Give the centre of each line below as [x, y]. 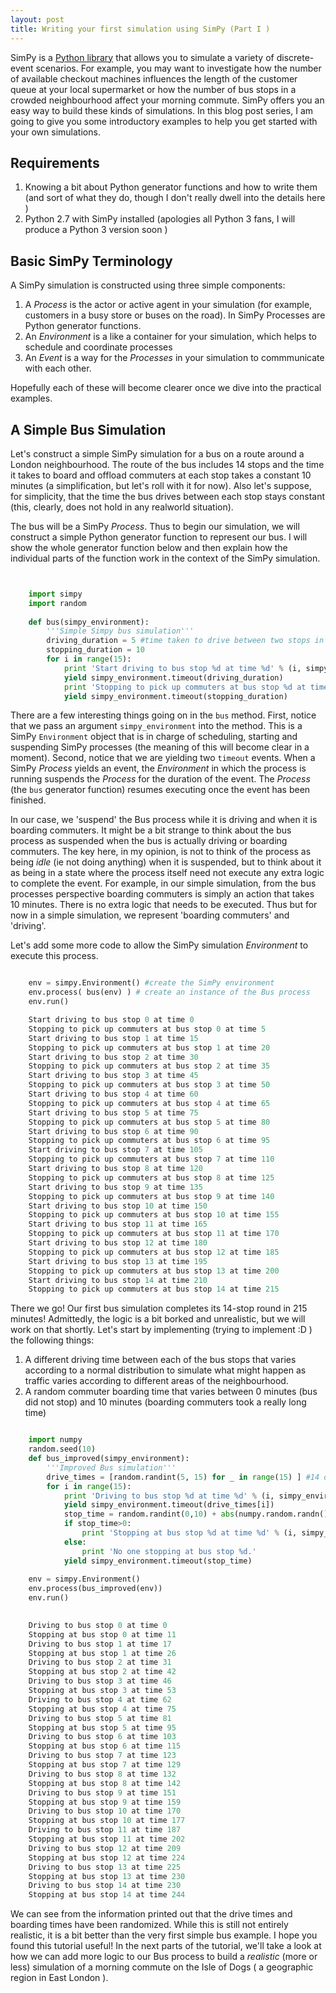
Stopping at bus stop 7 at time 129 [105, 1765]
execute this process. [54, 956]
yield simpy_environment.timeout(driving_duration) [173, 677]
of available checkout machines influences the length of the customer [154, 78]
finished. [28, 800]
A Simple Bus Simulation [88, 429]
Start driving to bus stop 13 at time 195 [118, 1261]
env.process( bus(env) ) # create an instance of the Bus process [169, 992]
